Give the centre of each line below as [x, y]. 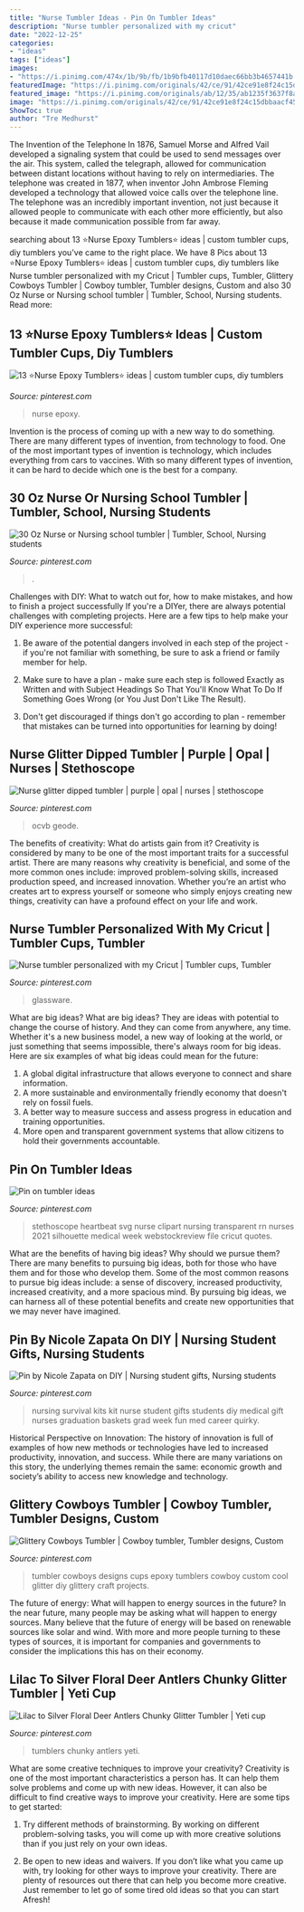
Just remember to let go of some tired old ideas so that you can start [150, 1889]
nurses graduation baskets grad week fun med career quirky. [146, 1420]
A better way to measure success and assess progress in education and [157, 1112]
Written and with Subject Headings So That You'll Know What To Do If [152, 689]
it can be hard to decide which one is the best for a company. [123, 469]
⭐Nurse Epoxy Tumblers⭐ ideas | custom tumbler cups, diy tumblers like [144, 263]
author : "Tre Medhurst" [54, 119]
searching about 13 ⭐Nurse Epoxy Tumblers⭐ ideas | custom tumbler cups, [149, 240]
